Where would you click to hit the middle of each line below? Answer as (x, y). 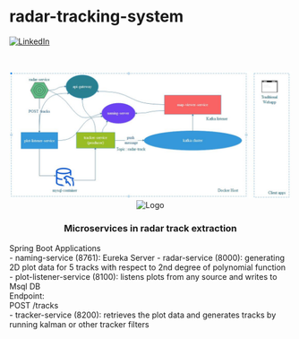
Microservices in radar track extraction (150, 229)
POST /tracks (34, 305)
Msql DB (25, 286)
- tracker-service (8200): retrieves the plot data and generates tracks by (143, 315)
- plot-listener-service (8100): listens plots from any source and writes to (143, 276)
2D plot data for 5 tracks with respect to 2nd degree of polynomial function (148, 267)
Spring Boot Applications (55, 248)
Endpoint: (27, 296)
